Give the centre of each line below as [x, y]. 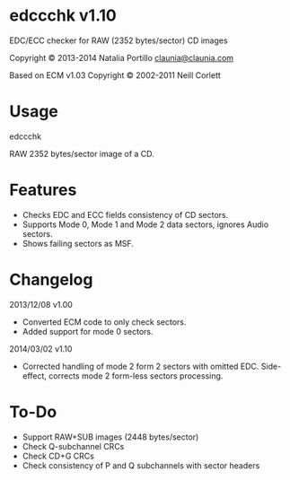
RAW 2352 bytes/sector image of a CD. [82, 153]
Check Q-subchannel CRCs [73, 446]
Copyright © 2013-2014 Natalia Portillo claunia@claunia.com [122, 57]
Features [43, 190]
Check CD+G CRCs [58, 456]
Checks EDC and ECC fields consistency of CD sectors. [125, 214]
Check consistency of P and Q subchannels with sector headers [141, 465]
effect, [35, 375]
